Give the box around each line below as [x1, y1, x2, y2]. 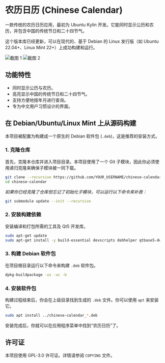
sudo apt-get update [5, 233, 48, 238]
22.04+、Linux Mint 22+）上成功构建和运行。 [5, 44, 98, 50]
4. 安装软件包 [5, 285, 37, 292]
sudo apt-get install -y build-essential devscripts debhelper [5, 237, 137, 243]
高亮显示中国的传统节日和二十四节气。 [12, 91, 90, 97]
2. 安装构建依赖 [5, 211, 42, 218]
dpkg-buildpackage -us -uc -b [5, 272, 67, 277]
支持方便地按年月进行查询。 [12, 97, 69, 103]
